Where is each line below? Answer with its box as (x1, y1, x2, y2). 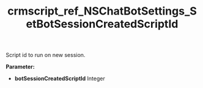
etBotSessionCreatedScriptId (26, 17, 179, 31)
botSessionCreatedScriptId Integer (14, 75, 105, 83)
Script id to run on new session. (6, 52, 86, 59)
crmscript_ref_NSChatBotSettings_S (7, 4, 197, 18)
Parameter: (6, 63, 35, 70)
